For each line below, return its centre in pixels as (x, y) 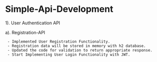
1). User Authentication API (33, 23)
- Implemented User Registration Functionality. (59, 41)
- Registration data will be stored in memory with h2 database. (77, 46)
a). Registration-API (25, 32)
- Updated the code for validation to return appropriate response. (80, 50)
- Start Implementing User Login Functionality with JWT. (69, 55)
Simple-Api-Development (59, 9)
